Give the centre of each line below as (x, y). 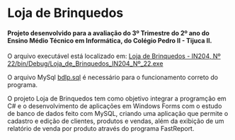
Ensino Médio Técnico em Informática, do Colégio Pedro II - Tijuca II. (110, 40)
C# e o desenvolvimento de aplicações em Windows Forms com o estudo (115, 106)
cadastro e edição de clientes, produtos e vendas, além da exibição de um (116, 121)
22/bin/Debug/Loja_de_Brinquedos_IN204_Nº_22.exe (85, 64)
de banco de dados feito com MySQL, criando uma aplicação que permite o (118, 114)
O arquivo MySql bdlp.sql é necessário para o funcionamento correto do (113, 77)
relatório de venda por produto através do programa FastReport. (101, 129)
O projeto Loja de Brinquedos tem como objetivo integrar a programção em (117, 99)
